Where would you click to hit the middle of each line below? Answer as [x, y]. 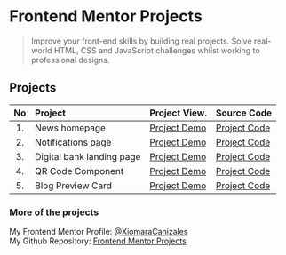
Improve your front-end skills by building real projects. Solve [141, 41]
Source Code [244, 113]
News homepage [71, 128]
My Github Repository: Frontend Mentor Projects [98, 241]
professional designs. [70, 60]
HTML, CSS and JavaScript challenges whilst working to [157, 50]
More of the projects [54, 212]
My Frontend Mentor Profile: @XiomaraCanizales [99, 232]
